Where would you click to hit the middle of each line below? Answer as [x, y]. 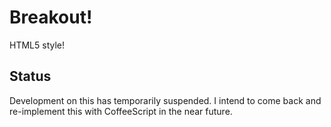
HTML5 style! [37, 45]
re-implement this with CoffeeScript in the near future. [121, 111]
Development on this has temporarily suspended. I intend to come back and [165, 100]
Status [30, 76]
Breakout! [51, 17]
